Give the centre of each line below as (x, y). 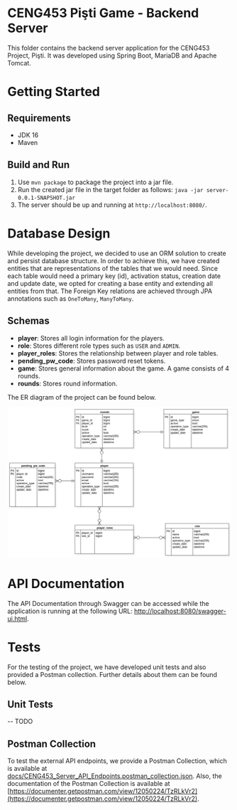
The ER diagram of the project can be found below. (82, 397)
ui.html (17, 618)
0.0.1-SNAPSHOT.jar (46, 198)
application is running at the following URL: (70, 611)
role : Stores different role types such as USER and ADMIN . (99, 346)
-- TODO (20, 721)
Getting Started (54, 92)
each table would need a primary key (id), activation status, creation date (114, 276)
